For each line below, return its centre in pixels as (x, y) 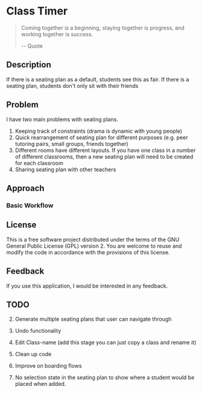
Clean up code (33, 354)
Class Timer (37, 11)
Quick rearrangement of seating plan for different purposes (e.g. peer (101, 137)
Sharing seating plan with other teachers (65, 169)
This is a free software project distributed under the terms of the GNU (93, 239)
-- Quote (32, 46)
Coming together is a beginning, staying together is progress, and (103, 28)
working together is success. (57, 34)
